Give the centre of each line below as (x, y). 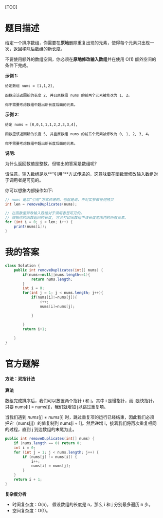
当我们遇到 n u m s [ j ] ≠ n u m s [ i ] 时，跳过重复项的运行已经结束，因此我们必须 (80, 417)
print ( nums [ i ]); (30, 227)
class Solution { (23, 266)
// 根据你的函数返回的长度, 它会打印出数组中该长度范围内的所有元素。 (67, 218)
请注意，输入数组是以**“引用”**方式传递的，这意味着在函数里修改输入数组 (80, 174)
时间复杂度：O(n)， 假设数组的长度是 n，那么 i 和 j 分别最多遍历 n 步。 (82, 504)
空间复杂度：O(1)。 (31, 510)
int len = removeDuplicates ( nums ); (41, 204)
